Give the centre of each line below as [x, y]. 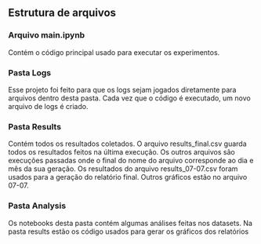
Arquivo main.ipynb [47, 35]
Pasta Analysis [37, 206]
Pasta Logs [30, 72]
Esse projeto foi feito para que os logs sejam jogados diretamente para [122, 89]
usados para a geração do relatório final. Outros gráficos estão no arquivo [128, 177]
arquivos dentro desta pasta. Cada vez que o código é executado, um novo [129, 98]
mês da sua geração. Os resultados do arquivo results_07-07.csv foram [123, 169]
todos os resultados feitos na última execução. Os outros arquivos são [121, 152]
